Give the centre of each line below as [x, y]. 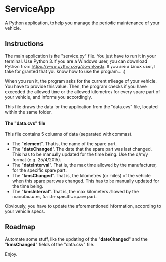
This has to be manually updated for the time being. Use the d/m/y [80, 154]
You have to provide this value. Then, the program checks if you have [76, 86]
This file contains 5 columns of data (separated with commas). [69, 134]
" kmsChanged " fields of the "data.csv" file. [50, 244]
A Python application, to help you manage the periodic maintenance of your [82, 23]
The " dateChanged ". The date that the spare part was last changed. [82, 149]
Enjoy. [11, 254]
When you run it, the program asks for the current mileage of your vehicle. [81, 81]
